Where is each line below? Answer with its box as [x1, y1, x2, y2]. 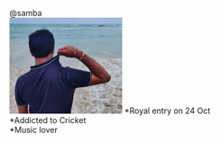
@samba [9, 8, 42, 18]
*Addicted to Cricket [9, 114, 87, 125]
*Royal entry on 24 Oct [124, 105, 211, 116]
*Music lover [9, 124, 59, 135]
